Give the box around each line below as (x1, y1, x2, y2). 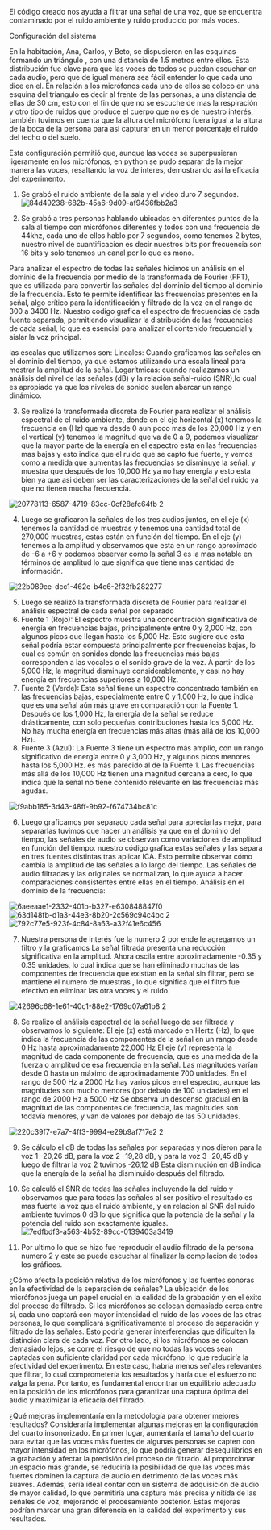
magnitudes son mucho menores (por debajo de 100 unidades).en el (20, 1085, 248, 1095)
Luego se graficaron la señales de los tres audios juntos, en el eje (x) (20, 515, 250, 524)
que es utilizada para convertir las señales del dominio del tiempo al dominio (9, 281, 264, 290)
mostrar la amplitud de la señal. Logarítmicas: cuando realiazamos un (9, 365, 240, 374)
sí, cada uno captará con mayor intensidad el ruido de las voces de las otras (9, 1310, 262, 1319)
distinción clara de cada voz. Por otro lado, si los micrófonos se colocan (9, 1336, 248, 1344)
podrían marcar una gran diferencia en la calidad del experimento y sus (9, 1505, 247, 1515)
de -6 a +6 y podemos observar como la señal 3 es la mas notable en (20, 549, 252, 558)
